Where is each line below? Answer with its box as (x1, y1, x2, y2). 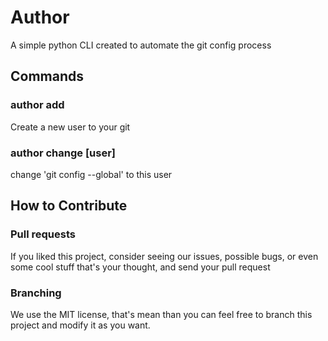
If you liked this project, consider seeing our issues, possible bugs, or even (10, 250, 319, 262)
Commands (10, 68, 85, 85)
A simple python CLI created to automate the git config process (10, 39, 272, 51)
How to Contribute (10, 197, 128, 215)
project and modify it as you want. (10, 319, 151, 331)
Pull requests (10, 227, 76, 241)
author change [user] (10, 146, 117, 160)
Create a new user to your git (10, 121, 131, 133)
